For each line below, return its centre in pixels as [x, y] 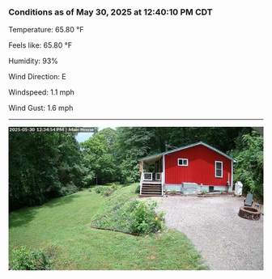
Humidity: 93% [34, 61]
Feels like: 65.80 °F [40, 45]
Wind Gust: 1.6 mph [41, 108]
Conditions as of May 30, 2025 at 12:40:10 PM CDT [110, 12]
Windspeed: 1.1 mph [42, 92]
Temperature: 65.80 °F [46, 30]
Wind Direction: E [37, 77]
